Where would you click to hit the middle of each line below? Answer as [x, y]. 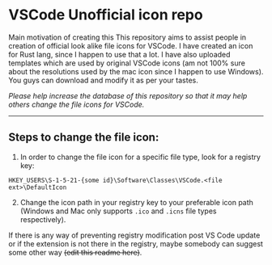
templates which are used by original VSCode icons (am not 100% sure [127, 63]
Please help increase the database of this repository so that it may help [128, 95]
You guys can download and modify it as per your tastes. [103, 80]
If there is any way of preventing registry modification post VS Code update [134, 235]
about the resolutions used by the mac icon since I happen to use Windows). [136, 71]
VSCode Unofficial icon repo [106, 15]
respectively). [43, 219]
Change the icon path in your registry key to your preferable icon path [136, 202]
